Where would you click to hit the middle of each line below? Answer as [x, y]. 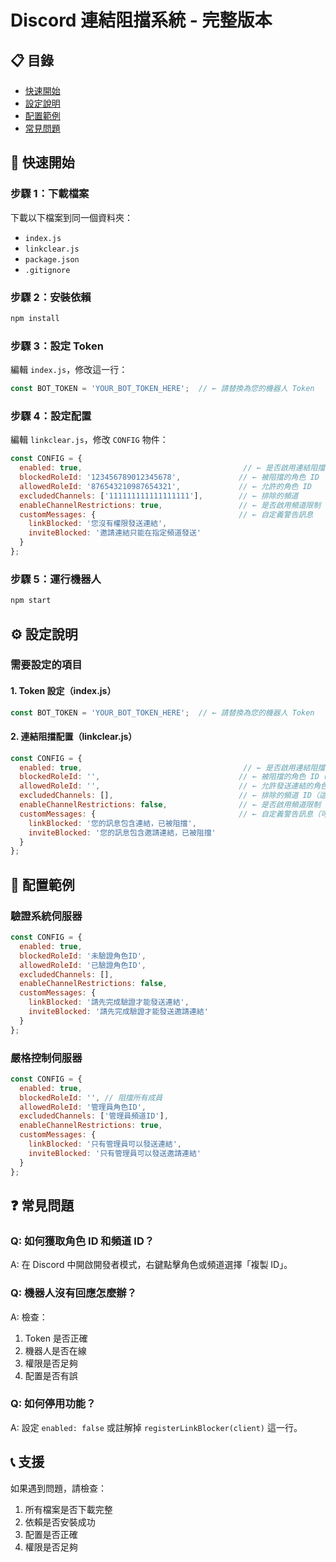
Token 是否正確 [56, 1338]
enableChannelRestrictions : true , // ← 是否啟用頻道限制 [170, 505]
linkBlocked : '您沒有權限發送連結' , [98, 524]
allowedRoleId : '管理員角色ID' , [83, 1107]
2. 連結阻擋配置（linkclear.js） [74, 737]
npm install [35, 318]
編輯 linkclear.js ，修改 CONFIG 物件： [89, 440]
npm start [31, 601]
